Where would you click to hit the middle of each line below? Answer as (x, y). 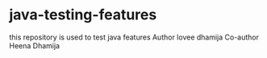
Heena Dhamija (34, 45)
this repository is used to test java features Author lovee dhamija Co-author (134, 37)
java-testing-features (83, 15)
